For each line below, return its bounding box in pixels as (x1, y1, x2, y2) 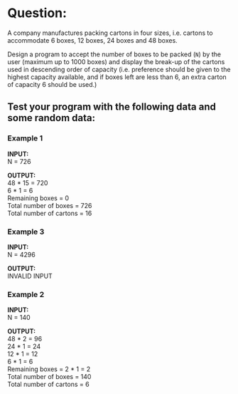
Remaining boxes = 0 (7, 194, 70, 202)
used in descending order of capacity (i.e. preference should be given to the (7, 65, 231, 73)
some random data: (7, 112, 96, 124)
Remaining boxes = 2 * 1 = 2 (7, 365, 91, 373)
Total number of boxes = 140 (7, 373, 92, 381)
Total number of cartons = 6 (7, 380, 90, 389)
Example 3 (7, 227, 45, 237)
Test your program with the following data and (7, 101, 217, 113)
